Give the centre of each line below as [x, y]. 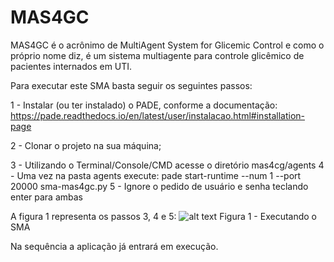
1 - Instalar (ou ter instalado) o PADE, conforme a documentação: [144, 105]
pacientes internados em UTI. [71, 66]
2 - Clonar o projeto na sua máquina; [86, 145]
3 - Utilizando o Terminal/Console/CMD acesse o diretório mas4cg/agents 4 [167, 165]
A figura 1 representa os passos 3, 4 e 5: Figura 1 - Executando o [163, 216]
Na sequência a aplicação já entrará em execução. [114, 246]
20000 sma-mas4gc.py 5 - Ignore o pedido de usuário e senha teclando [159, 186]
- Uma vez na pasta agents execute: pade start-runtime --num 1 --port [156, 175]
